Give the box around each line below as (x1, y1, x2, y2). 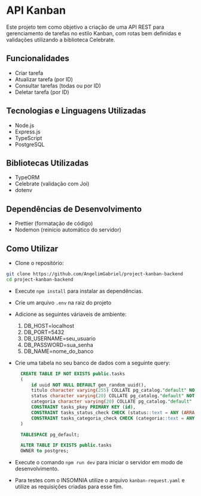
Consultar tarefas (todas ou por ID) (14, 82, 101, 89)
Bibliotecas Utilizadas (6, 158, 89, 168)
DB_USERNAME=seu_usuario (23, 334, 96, 342)
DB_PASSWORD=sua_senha (23, 341, 93, 348)
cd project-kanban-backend (6, 276, 74, 282)
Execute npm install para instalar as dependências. (14, 287, 144, 294)
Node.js (14, 121, 35, 129)
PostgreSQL (14, 141, 45, 148)
